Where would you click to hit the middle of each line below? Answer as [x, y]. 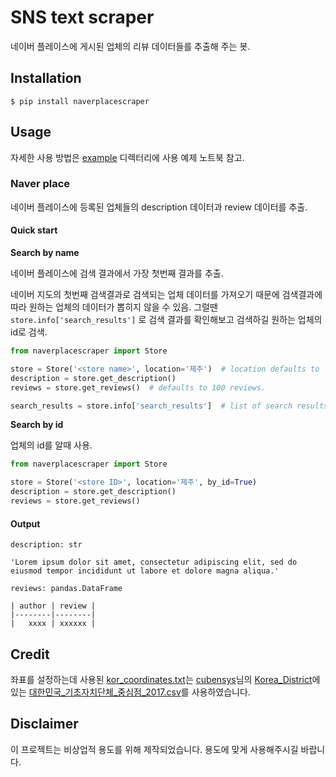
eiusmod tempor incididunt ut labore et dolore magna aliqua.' [145, 571]
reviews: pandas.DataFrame [66, 589]
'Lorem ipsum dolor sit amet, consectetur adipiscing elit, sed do [154, 562]
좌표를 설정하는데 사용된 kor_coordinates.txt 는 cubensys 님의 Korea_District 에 [165, 679]
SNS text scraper [82, 17]
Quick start [34, 230]
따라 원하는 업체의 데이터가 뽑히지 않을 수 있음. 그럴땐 [114, 307]
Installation [46, 78]
